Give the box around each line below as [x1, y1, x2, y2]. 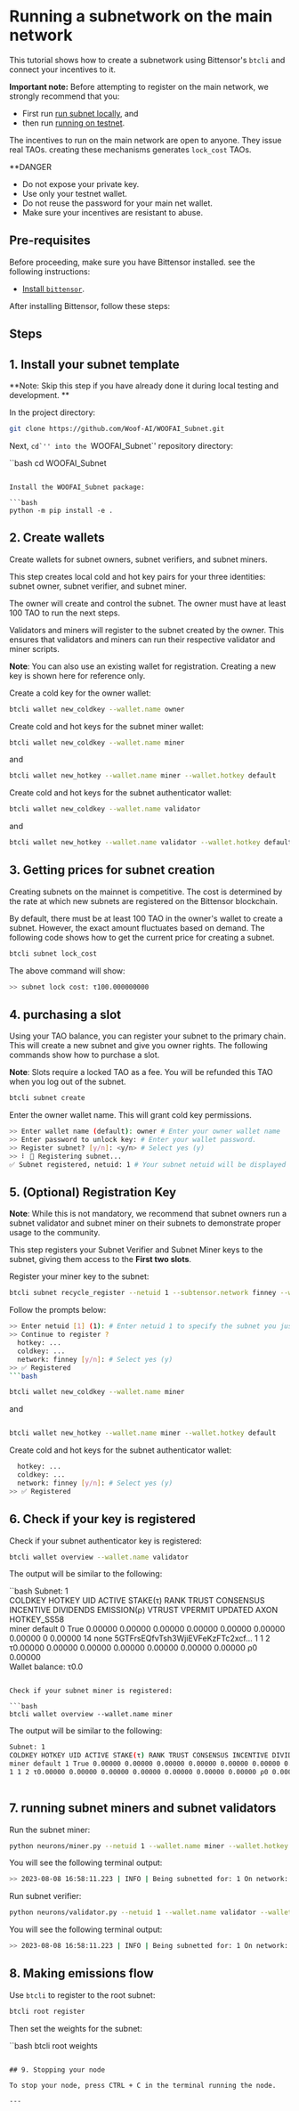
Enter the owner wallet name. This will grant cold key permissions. [9, 1110, 252, 1121]
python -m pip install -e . [9, 506, 114, 515]
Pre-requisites [9, 233, 91, 249]
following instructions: [9, 265, 91, 277]
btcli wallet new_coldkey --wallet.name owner [9, 705, 185, 713]
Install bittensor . [21, 283, 85, 294]
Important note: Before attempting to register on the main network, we [9, 81, 269, 92]
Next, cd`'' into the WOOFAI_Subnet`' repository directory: [9, 440, 234, 451]
